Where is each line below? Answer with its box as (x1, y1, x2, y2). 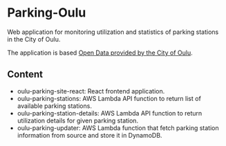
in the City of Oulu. (7, 35, 61, 43)
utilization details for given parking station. (17, 116, 139, 125)
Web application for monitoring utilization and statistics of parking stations (7, 28, 219, 36)
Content (7, 69, 44, 80)
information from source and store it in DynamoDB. (17, 131, 162, 139)
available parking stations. (17, 102, 92, 110)
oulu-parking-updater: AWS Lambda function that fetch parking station (17, 123, 219, 132)
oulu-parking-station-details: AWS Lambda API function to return (17, 109, 203, 117)
